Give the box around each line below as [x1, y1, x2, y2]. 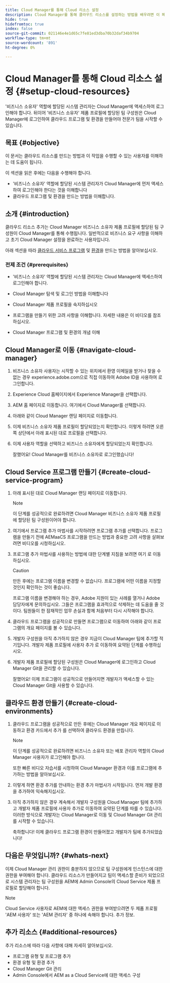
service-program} [5, 476, 64, 484]
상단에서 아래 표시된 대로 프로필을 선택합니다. [18, 430, 107, 436]
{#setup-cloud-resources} [15, 86, 131, 97]
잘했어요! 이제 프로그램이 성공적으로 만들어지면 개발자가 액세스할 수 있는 [12, 676, 155, 682]
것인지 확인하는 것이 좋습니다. [12, 584, 71, 590]
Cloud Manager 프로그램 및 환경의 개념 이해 [12, 330, 100, 336]
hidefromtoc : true [5, 21, 44, 27]
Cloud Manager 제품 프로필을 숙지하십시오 [12, 302, 98, 308]
